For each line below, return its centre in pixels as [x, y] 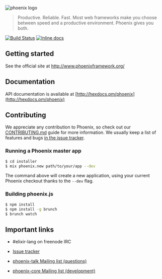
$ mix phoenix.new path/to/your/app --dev [50, 166]
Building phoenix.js [29, 194]
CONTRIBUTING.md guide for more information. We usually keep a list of [81, 132]
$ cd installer [21, 161]
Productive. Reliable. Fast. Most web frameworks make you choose [87, 17]
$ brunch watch [21, 214]
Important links [30, 229]
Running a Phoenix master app [43, 151]
